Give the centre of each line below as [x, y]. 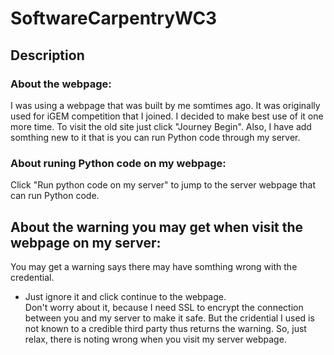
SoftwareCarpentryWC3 [114, 18]
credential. [32, 277]
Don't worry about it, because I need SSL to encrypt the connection [164, 307]
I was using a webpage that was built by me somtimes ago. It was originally [165, 105]
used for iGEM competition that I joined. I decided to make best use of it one [167, 116]
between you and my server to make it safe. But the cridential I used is [169, 318]
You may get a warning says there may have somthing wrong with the [154, 266]
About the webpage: [61, 84]
